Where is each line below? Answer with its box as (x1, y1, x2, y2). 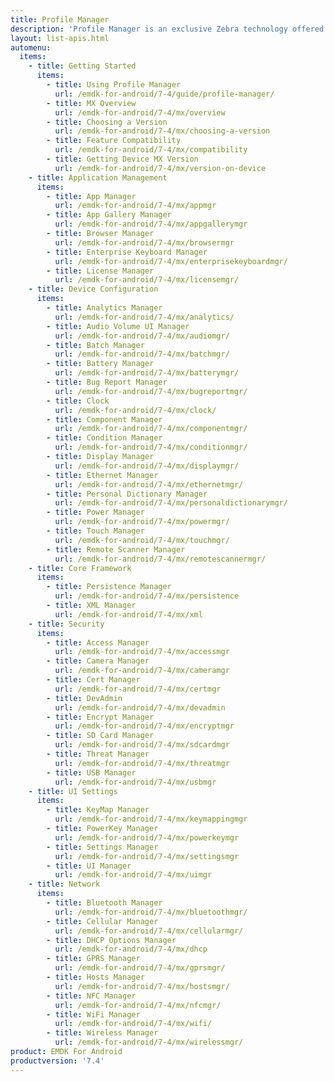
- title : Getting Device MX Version (46, 154, 199, 164)
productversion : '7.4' (10, 1056, 105, 1066)
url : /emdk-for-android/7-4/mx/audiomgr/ (54, 331, 230, 341)
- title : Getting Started (28, 61, 137, 71)
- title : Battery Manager (46, 359, 155, 369)
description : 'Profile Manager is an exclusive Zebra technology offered (10, 24, 325, 34)
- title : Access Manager (46, 637, 150, 648)
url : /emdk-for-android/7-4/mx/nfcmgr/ (54, 1000, 222, 1010)
